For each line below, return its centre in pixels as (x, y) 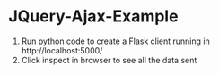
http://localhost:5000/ (62, 50)
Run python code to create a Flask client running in (115, 41)
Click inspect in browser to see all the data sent (109, 60)
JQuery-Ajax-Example (93, 16)
